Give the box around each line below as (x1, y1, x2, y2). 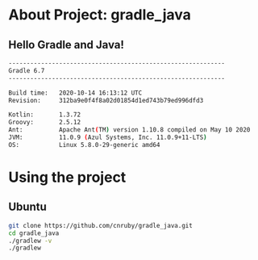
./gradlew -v (8, 237, 52, 245)
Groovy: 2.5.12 (8, 119, 81, 127)
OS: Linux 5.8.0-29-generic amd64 (8, 140, 160, 149)
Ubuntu (8, 200, 47, 214)
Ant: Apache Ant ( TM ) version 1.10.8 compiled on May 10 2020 (8, 126, 251, 134)
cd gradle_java (8, 229, 60, 237)
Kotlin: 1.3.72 (8, 111, 81, 119)
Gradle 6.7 (8, 66, 45, 74)
